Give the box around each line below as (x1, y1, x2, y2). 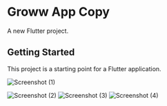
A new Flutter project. (7, 27, 69, 35)
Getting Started (7, 47, 75, 58)
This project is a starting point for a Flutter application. (7, 64, 161, 72)
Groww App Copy (7, 4, 110, 20)
